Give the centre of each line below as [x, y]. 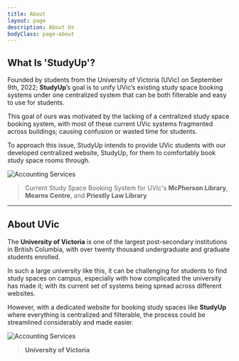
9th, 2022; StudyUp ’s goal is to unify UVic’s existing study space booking [115, 88]
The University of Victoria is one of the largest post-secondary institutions [117, 241]
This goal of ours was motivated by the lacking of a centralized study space [118, 116]
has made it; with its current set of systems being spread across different [115, 286]
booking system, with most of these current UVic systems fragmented [110, 124]
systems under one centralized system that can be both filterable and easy [117, 95]
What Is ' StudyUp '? [52, 62]
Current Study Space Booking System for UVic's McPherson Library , [126, 188]
